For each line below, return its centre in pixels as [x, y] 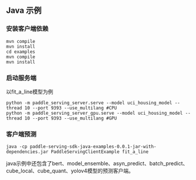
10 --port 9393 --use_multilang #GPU [71, 118]
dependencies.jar [27, 152]
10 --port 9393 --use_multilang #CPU [71, 108]
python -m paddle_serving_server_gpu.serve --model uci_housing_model [94, 113]
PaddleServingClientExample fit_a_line [100, 152]
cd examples [21, 52]
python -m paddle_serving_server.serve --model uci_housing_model [89, 103]
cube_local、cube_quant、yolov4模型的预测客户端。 [70, 171]
